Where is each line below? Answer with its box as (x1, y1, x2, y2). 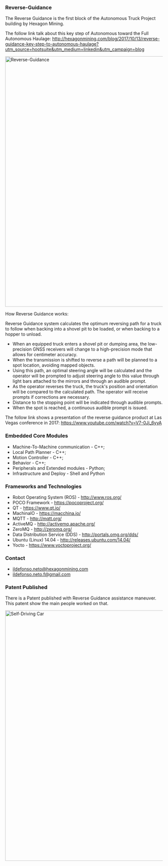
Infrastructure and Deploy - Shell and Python (12, 470, 105, 476)
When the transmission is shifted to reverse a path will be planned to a (12, 357, 157, 363)
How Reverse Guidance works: (5, 311, 69, 317)
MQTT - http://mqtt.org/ (12, 515, 62, 521)
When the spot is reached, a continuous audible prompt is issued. (12, 405, 148, 411)
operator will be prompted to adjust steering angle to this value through (12, 373, 159, 379)
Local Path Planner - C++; (12, 449, 66, 455)
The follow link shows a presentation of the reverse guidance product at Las (5, 415, 162, 421)
